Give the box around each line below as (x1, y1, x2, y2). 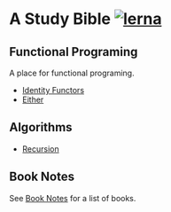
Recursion (21, 143, 59, 154)
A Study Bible (9, 9, 112, 29)
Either (21, 94, 44, 105)
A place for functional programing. (9, 67, 135, 78)
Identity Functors (21, 85, 85, 95)
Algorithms (9, 120, 73, 135)
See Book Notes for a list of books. (9, 192, 136, 203)
